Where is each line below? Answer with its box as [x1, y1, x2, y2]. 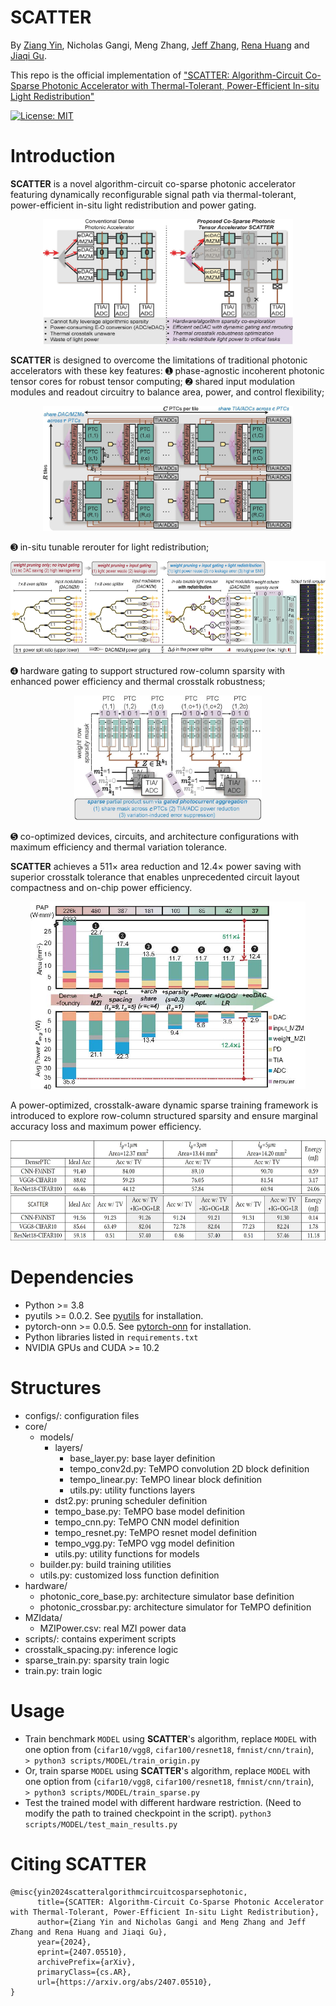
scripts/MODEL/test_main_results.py [24, 1819, 178, 1830]
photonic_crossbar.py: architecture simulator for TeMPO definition [39, 1601, 312, 1613]
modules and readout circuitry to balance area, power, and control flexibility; [10, 386, 325, 398]
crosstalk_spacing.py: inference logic [24, 1643, 179, 1655]
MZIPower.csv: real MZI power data [39, 1622, 187, 1634]
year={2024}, [36, 1937, 92, 1947]
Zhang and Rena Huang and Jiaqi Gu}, [10, 1927, 168, 1937]
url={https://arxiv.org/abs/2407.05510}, [36, 1977, 213, 1987]
